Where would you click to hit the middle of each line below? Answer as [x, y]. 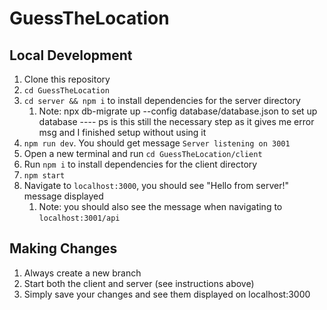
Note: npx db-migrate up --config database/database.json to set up [178, 111]
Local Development [71, 55]
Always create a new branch [82, 273]
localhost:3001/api [79, 218]
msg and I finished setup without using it [122, 132]
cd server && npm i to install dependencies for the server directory [162, 100]
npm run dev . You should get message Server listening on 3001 [157, 143]
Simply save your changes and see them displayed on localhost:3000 [167, 294]
